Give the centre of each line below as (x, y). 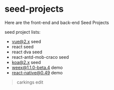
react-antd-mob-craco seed (40, 57)
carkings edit (30, 82)
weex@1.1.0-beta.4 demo (37, 67)
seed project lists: (23, 32)
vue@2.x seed (26, 41)
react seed (23, 46)
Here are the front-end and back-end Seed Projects (57, 22)
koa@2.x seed (26, 62)
